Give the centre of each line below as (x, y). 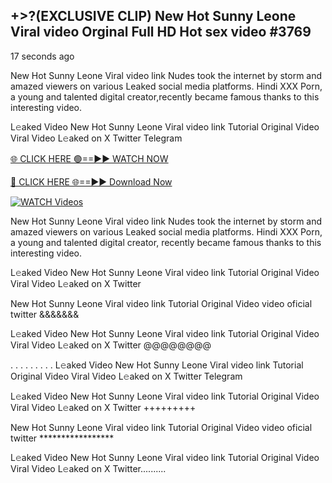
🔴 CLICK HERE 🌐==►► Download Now (91, 181)
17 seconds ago (42, 56)
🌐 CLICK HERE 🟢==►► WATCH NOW (89, 158)
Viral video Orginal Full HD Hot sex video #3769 (161, 32)
